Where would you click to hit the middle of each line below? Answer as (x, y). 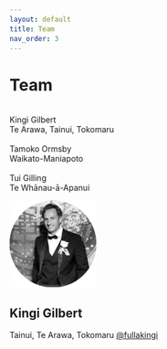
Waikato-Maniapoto (47, 159)
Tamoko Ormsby (41, 149)
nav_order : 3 (34, 38)
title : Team (32, 29)
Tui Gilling (28, 178)
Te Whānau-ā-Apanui (50, 188)
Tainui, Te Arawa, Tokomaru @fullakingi (83, 335)
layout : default (40, 19)
